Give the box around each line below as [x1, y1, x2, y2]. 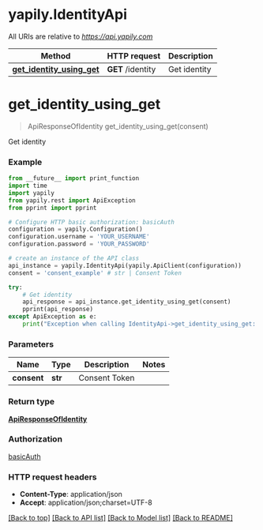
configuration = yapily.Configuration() [8, 225, 144, 234]
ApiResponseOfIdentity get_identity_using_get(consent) [27, 121, 209, 131]
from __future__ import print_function [8, 175, 140, 182]
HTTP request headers [8, 472, 97, 483]
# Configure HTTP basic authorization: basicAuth [8, 218, 175, 226]
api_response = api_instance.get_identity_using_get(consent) [22, 298, 231, 306]
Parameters [8, 338, 54, 349]
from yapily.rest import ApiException [8, 196, 136, 205]
